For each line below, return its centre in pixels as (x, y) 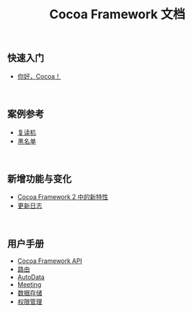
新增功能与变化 (39, 178)
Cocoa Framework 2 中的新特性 (63, 197)
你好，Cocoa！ (39, 76)
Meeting (29, 285)
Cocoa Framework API (50, 261)
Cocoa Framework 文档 (117, 14)
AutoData (31, 277)
